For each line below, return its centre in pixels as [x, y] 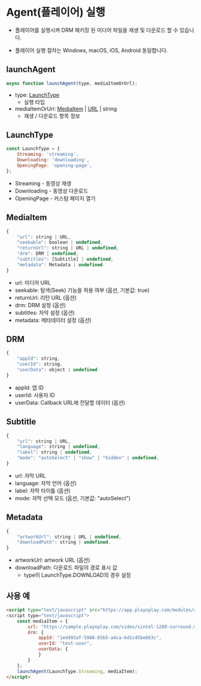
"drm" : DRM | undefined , [48, 254]
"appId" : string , [39, 359]
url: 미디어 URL [33, 282]
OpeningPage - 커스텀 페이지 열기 [55, 198]
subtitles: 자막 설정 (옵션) [45, 312]
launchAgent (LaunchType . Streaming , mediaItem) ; [77, 671]
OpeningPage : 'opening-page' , [55, 166]
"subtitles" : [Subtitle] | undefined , [65, 259]
